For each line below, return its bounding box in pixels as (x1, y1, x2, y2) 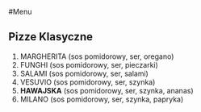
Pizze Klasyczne (8, 30, 93, 44)
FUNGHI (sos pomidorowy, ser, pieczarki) (19, 60, 159, 69)
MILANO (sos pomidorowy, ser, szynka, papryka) (19, 94, 184, 104)
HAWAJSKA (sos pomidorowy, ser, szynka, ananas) (19, 85, 194, 95)
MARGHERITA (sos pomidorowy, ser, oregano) (19, 52, 174, 61)
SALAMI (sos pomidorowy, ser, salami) (19, 68, 149, 78)
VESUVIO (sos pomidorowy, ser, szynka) (19, 77, 156, 87)
